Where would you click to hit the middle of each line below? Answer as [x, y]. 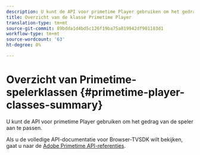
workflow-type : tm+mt [33, 34]
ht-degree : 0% [24, 45]
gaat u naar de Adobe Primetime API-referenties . [66, 145]
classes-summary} [54, 105]
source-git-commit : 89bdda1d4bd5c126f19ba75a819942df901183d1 [85, 28]
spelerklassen [42, 92]
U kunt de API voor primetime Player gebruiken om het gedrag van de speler [100, 121]
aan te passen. [24, 128]
